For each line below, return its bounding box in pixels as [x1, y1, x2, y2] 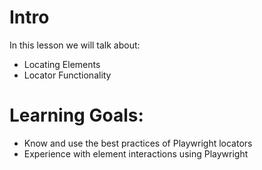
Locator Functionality [23, 69, 112, 81]
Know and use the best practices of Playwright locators [23, 137, 253, 149]
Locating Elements [23, 58, 101, 70]
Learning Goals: [9, 104, 144, 127]
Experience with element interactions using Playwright [23, 147, 249, 160]
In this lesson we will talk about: [9, 39, 141, 51]
